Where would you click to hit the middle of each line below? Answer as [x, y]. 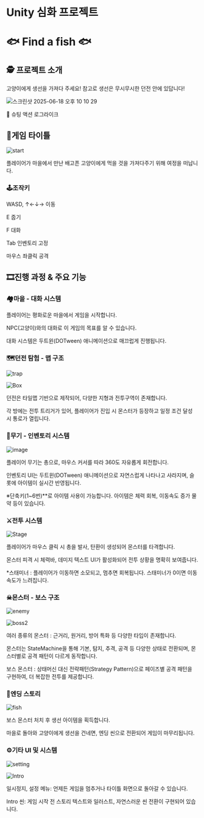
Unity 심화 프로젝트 [52, 12]
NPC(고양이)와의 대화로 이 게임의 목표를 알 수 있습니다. [72, 328]
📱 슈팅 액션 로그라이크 [33, 115]
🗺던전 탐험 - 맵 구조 [35, 358]
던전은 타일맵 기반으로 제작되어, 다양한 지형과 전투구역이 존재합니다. [87, 398]
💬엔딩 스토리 [23, 694]
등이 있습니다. [29, 503]
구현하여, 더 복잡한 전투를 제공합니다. [50, 677]
